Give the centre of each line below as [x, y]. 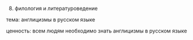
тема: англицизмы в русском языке [51, 19]
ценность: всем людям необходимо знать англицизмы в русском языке [97, 31]
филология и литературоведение [56, 8]
